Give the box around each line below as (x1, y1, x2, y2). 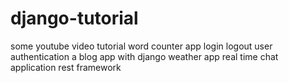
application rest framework (10, 61, 122, 73)
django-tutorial (10, 7, 139, 30)
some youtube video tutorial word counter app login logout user (10, 40, 273, 52)
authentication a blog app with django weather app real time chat (10, 50, 279, 62)
